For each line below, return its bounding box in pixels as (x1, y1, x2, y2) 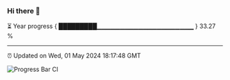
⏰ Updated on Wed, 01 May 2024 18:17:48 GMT (7, 51, 142, 60)
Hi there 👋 (7, 6, 41, 16)
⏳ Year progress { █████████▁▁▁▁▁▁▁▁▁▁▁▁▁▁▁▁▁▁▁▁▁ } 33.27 (7, 22, 216, 30)
